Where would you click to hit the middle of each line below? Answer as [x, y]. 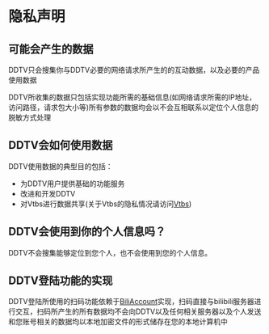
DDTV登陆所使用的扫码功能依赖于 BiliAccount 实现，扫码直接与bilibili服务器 [131, 302]
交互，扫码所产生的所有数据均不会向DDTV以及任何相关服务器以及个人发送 [138, 311]
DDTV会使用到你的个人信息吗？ [87, 232]
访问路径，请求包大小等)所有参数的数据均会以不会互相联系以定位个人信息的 [134, 107]
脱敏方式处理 [29, 117]
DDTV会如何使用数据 [61, 145]
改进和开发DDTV [48, 193]
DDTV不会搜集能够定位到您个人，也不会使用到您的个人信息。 [110, 252]
